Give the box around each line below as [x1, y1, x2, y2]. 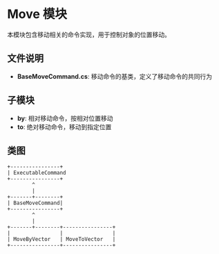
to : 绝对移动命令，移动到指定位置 [17, 122, 112, 131]
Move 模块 [7, 6, 68, 22]
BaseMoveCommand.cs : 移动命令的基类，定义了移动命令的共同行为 [17, 72, 213, 80]
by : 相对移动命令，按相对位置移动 [17, 114, 113, 122]
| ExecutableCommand [7, 170, 67, 177]
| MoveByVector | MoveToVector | [7, 236, 116, 243]
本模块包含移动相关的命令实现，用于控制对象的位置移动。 [7, 30, 171, 39]
